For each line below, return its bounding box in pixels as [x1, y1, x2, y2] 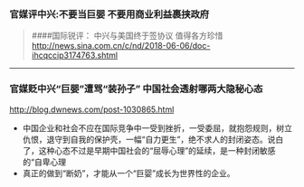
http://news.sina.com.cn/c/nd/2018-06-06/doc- [31, 41, 211, 51]
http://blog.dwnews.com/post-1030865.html [9, 104, 175, 115]
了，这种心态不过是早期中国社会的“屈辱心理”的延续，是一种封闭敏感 [22, 145, 276, 155]
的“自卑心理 [22, 156, 66, 167]
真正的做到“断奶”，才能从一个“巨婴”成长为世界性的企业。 [22, 167, 235, 178]
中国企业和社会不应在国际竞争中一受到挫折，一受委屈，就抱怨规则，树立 [22, 122, 292, 133]
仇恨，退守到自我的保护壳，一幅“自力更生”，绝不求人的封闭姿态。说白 [22, 134, 284, 145]
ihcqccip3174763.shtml [31, 50, 119, 61]
